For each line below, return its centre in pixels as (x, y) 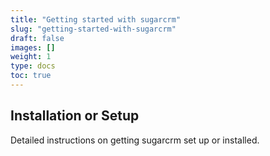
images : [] (33, 47)
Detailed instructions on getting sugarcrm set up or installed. (135, 140)
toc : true (31, 76)
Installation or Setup (75, 116)
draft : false (37, 38)
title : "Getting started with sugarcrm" (96, 19)
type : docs (33, 66)
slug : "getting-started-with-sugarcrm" (93, 29)
